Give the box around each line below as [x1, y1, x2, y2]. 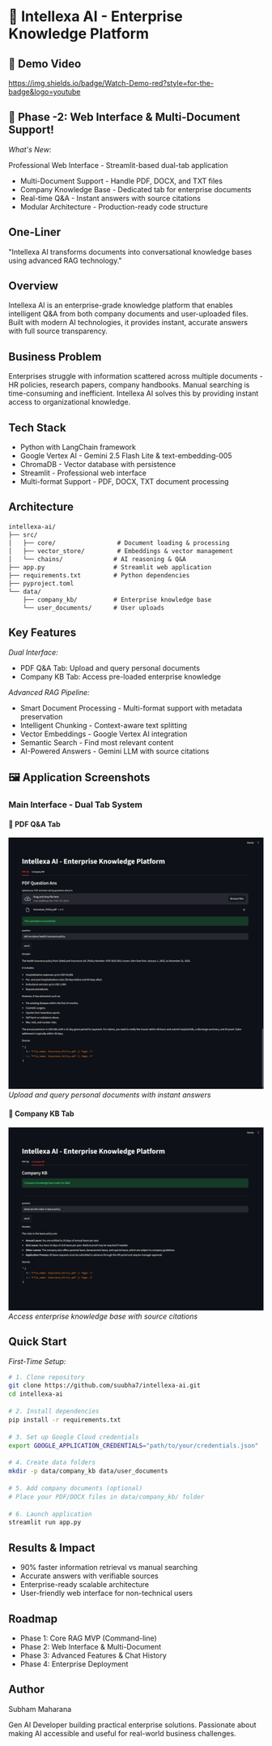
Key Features [8, 626, 77, 640]
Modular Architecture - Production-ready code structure [19, 202, 209, 212]
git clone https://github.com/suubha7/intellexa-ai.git [8, 1382, 201, 1390]
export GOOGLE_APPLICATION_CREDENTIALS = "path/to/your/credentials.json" [8, 1441, 259, 1450]
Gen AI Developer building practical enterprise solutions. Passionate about [8, 1719, 257, 1730]
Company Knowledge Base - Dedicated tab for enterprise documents [19, 184, 252, 194]
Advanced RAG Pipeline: [8, 687, 91, 697]
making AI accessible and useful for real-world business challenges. [8, 1728, 236, 1738]
